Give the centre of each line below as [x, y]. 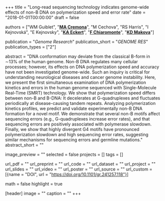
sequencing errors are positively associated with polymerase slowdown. [78, 124]
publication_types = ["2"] [31, 47]
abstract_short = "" [24, 145]
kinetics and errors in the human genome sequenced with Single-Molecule [81, 88]
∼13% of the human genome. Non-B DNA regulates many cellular [71, 62]
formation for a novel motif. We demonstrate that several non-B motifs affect [82, 114]
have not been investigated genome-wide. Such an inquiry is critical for [78, 72]
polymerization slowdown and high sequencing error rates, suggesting [77, 135]
